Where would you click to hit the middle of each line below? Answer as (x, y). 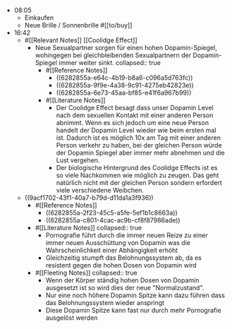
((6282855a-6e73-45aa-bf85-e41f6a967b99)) (124, 92)
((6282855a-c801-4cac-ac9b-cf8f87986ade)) (113, 220)
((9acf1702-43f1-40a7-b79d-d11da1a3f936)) (89, 198)
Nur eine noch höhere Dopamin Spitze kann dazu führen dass (135, 295)
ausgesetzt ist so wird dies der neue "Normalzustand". (125, 288)
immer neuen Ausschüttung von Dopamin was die (118, 243)
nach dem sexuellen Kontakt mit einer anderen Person (135, 115)
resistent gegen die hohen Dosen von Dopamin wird (121, 265)
